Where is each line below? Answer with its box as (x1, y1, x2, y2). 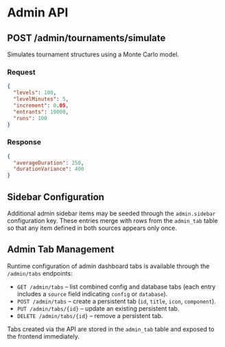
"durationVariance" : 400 (13, 166, 84, 173)
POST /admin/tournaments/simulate (7, 32, 166, 44)
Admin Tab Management (7, 243, 115, 255)
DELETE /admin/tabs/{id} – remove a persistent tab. (16, 311, 163, 320)
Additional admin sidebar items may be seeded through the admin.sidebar (7, 209, 216, 217)
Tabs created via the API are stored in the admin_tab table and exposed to (7, 324, 215, 333)
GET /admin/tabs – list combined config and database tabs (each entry (16, 283, 216, 291)
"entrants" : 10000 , (13, 108, 69, 115)
